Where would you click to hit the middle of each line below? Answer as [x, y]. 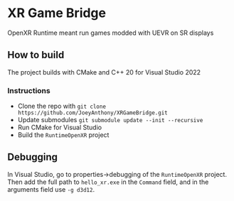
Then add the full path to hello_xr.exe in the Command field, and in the [108, 182]
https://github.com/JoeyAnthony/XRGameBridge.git [93, 113]
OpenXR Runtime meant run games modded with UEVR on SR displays [111, 33]
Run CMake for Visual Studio [59, 127]
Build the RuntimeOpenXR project [63, 135]
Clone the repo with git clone [62, 106]
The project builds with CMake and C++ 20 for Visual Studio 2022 [104, 72]
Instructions [29, 90]
